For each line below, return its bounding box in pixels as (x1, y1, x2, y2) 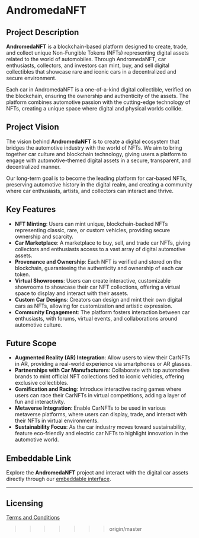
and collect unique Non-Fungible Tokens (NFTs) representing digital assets (6, 49, 190, 56)
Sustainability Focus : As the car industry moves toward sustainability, (14, 423, 187, 431)
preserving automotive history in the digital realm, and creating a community (6, 181, 192, 188)
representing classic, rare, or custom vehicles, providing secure (14, 226, 171, 233)
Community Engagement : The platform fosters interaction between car (14, 308, 190, 315)
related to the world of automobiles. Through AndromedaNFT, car (6, 56, 166, 62)
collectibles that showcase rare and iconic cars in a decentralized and (6, 68, 176, 75)
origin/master (109, 526, 142, 533)
